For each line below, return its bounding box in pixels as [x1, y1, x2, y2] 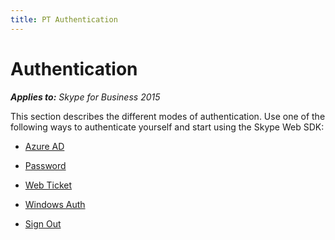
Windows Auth [24, 198, 86, 210]
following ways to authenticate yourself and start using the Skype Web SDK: [10, 121, 325, 133]
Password [24, 159, 67, 171]
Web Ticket [24, 179, 73, 191]
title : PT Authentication [10, 14, 118, 25]
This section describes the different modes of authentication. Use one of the [10, 110, 326, 122]
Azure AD [24, 140, 65, 152]
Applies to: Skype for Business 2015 [10, 91, 161, 103]
